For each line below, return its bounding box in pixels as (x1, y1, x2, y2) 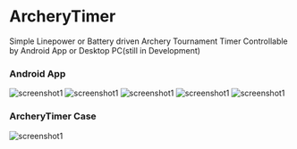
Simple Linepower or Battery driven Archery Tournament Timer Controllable (9, 36, 288, 46)
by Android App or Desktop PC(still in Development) (9, 45, 201, 55)
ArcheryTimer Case (9, 110, 97, 122)
